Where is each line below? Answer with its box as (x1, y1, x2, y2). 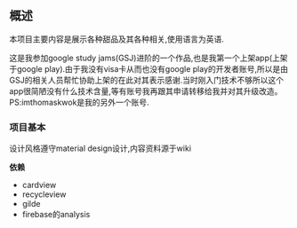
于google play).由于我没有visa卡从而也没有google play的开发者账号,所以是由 (9, 63, 289, 74)
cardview (21, 180, 57, 191)
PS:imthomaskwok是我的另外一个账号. (9, 97, 149, 107)
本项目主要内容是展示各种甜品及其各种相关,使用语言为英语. (9, 34, 225, 44)
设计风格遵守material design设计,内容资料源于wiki (9, 143, 192, 153)
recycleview (21, 189, 67, 200)
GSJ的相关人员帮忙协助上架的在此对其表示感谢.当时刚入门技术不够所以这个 (9, 75, 285, 85)
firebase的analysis (21, 209, 91, 220)
